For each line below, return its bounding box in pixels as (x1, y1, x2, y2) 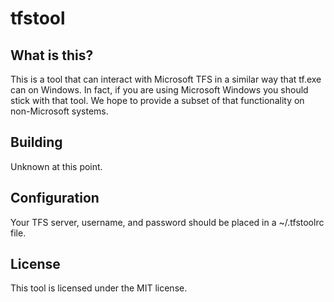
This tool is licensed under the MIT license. (10, 282, 188, 294)
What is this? (10, 47, 94, 64)
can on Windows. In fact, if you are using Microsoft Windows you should (10, 84, 309, 96)
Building (10, 134, 63, 151)
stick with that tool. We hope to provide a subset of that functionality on (10, 95, 305, 106)
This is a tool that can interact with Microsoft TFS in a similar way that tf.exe (10, 73, 322, 85)
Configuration (10, 190, 100, 207)
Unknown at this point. (10, 160, 103, 172)
